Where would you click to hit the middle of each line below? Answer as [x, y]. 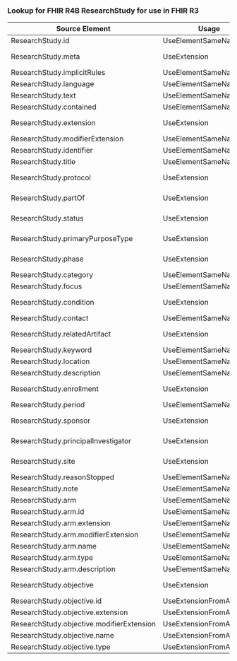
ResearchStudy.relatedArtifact [61, 334]
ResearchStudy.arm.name [54, 546]
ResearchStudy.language [53, 84]
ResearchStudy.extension [54, 123]
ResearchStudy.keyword [51, 350]
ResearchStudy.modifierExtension [67, 139]
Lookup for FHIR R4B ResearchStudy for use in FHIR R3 [103, 11]
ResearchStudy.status [47, 218]
